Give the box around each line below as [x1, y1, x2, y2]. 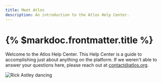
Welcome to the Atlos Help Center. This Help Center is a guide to [5, 51, 142, 57]
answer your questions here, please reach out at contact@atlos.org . [5, 62, 149, 68]
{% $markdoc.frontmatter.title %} [5, 34, 154, 46]
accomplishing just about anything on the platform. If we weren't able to [5, 57, 157, 63]
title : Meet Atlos [5, 7, 45, 13]
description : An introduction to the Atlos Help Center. [5, 12, 130, 17]
